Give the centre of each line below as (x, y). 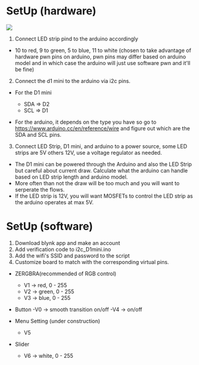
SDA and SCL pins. (38, 134)
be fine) (25, 69)
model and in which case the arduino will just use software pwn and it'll (102, 63)
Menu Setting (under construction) (57, 321)
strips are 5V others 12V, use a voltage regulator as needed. (88, 152)
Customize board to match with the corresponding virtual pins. (92, 262)
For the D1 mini (33, 92)
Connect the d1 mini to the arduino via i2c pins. (73, 81)
